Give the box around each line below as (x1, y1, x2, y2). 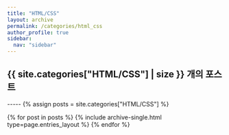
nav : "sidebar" (13, 42, 57, 48)
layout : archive (7, 16, 53, 23)
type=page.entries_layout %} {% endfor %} (7, 120, 130, 128)
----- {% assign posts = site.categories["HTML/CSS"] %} (7, 100, 169, 108)
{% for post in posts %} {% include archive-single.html (7, 113, 162, 121)
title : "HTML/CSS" (7, 10, 60, 17)
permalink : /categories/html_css (7, 22, 103, 29)
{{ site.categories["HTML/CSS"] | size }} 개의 (7, 69, 204, 80)
